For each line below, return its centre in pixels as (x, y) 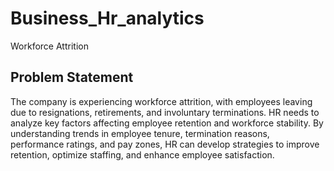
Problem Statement (72, 77)
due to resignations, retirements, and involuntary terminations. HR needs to (165, 112)
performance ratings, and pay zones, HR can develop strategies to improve (165, 144)
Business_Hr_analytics (107, 18)
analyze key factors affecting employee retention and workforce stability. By (167, 123)
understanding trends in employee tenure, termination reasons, (140, 133)
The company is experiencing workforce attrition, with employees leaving (161, 101)
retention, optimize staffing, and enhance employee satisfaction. (142, 154)
